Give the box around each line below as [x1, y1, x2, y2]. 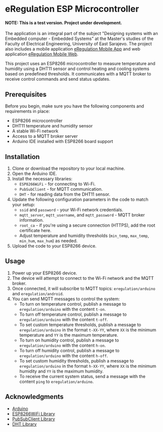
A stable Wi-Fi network [12, 128, 58, 134]
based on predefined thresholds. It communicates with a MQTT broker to [5, 71, 151, 77]
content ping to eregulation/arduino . [19, 378, 94, 384]
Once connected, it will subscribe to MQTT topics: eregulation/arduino [12, 286, 156, 291]
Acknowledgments [5, 393, 64, 401]
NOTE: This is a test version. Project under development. [5, 19, 123, 25]
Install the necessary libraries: [12, 176, 72, 182]
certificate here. [19, 228, 52, 234]
